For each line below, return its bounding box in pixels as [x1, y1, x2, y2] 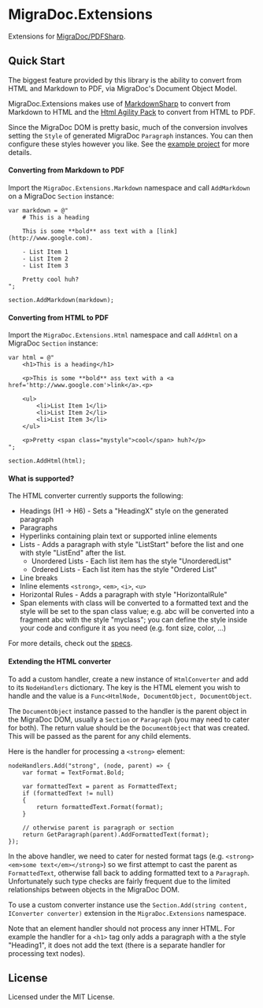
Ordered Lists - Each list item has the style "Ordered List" [31, 565, 218, 574]
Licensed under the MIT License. [8, 992, 115, 1002]
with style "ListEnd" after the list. [19, 548, 126, 558]
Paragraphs [19, 523, 57, 533]
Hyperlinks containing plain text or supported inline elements [19, 531, 218, 541]
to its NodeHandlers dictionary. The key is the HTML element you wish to [8, 682, 241, 692]
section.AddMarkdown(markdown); [8, 296, 114, 304]
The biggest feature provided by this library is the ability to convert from [8, 75, 243, 84]
